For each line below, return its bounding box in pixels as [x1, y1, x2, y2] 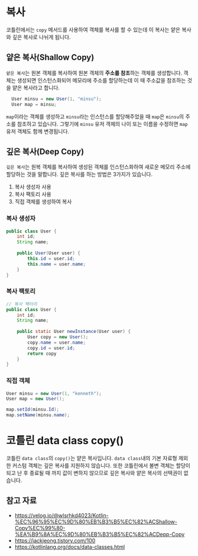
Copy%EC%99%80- [14, 524, 66, 531]
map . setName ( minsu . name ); [6, 412, 70, 418]
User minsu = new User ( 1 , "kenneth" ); [6, 390, 102, 396]
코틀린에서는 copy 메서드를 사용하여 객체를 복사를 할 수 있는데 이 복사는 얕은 [6, 26, 181, 33]
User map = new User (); [6, 396, 65, 402]
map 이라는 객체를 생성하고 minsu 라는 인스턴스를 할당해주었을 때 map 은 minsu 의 [6, 113, 184, 120]
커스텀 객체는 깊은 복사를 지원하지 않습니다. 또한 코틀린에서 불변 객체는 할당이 [12, 462, 191, 469]
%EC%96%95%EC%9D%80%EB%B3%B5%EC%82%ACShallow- [14, 518, 177, 525]
